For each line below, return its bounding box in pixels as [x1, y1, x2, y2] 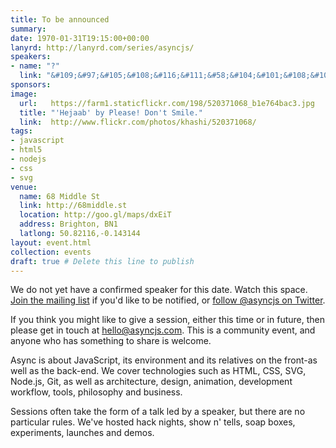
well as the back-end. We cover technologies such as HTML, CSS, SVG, [10, 365, 307, 377]
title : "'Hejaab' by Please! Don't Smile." [19, 107, 203, 118]
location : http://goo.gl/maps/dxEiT [19, 210, 172, 220]
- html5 [10, 145, 43, 155]
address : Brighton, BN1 [19, 219, 118, 230]
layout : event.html [10, 237, 92, 248]
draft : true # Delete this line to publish [10, 256, 195, 266]
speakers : [10, 52, 52, 62]
